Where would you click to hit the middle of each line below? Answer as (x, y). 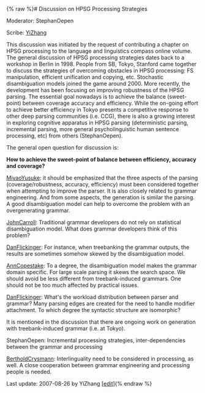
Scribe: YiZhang (27, 32)
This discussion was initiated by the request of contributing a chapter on (98, 44)
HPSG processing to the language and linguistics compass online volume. (99, 51)
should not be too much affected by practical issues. (73, 285)
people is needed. (29, 372)
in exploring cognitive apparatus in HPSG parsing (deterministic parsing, (97, 123)
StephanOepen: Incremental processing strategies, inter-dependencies (96, 340)
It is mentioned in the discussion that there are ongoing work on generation (101, 322)
